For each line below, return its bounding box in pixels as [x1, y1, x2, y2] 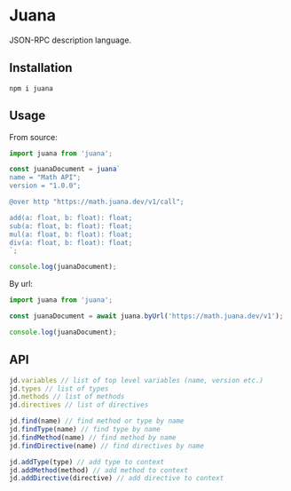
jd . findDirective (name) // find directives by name [9, 441, 204, 450]
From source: [9, 131, 58, 142]
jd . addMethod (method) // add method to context [9, 465, 189, 475]
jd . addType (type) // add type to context [9, 457, 165, 466]
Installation [9, 60, 73, 75]
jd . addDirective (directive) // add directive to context [9, 474, 224, 483]
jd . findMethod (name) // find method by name [9, 432, 177, 442]
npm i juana [9, 83, 53, 93]
